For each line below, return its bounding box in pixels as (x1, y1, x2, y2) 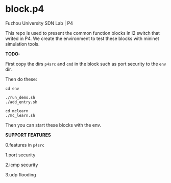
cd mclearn (5, 108, 29, 113)
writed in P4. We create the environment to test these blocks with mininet (5, 35, 159, 42)
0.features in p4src (5, 141, 45, 148)
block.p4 (5, 3, 44, 15)
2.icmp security (5, 161, 38, 168)
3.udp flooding (5, 171, 36, 177)
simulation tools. (5, 40, 40, 47)
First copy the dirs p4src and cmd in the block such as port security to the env (5, 60, 166, 67)
